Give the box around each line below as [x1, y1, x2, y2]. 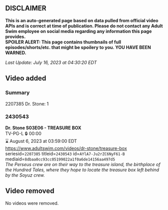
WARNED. [5, 49, 27, 56]
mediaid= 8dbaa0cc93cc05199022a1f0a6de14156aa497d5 [5, 156, 115, 162]
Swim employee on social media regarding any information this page [5, 28, 152, 34]
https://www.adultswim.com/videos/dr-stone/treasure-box [5, 145, 127, 151]
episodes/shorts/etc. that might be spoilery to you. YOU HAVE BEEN [5, 44, 151, 50]
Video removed [5, 187, 54, 195]
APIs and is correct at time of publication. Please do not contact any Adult [5, 23, 163, 29]
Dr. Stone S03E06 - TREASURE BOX [5, 125, 82, 131]
